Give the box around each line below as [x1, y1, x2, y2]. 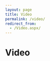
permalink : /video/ [5, 16, 46, 21]
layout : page [5, 7, 32, 12]
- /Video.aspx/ [9, 26, 41, 31]
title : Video [5, 12, 32, 17]
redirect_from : [5, 21, 37, 26]
